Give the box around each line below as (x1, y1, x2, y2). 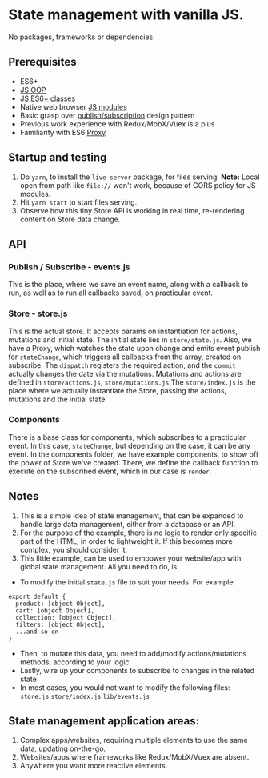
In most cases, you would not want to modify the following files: (19, 682, 230, 692)
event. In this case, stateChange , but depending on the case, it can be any (8, 441, 250, 450)
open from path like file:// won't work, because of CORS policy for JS (19, 180, 256, 190)
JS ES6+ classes (19, 94, 76, 103)
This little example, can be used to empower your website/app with (19, 553, 242, 563)
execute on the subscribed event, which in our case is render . (8, 466, 212, 476)
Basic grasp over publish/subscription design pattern (19, 110, 195, 120)
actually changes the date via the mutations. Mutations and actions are (8, 369, 242, 378)
